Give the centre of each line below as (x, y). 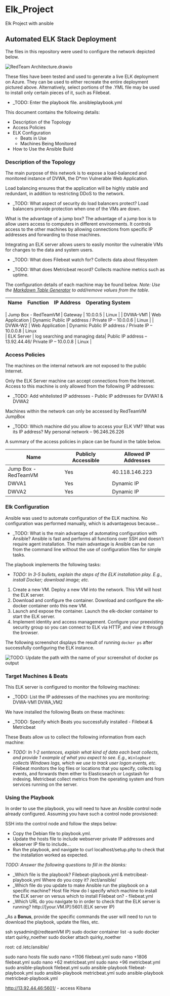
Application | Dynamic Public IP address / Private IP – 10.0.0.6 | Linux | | (80, 320)
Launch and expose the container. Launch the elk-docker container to (85, 611)
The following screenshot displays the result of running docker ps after (79, 642)
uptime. (20, 275)
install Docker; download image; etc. (51, 579)
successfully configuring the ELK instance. (50, 648)
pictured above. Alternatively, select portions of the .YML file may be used (82, 87)
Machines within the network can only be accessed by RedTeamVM (76, 411)
